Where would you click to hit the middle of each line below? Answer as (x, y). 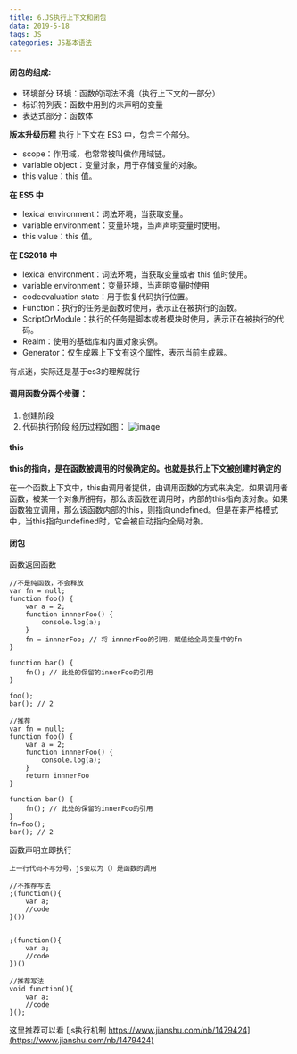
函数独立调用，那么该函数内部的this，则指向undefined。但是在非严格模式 (144, 509)
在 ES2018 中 (33, 255)
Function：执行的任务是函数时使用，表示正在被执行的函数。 (132, 308)
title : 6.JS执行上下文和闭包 (58, 17)
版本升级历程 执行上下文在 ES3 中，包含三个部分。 (102, 135)
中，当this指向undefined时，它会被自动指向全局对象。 (109, 521)
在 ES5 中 (27, 195)
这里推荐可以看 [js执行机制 (58, 1030)
